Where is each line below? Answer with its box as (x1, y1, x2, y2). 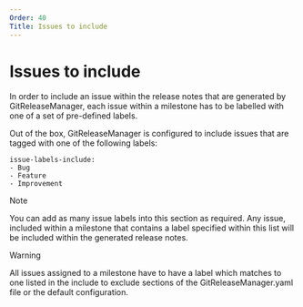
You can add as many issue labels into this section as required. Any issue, (9, 213, 287, 224)
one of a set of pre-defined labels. (9, 110, 138, 121)
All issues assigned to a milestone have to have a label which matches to (9, 268, 282, 279)
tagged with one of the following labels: (9, 138, 157, 148)
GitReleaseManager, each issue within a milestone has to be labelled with (9, 101, 285, 112)
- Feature (9, 171, 47, 180)
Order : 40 (9, 13, 47, 23)
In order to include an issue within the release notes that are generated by (9, 91, 287, 102)
